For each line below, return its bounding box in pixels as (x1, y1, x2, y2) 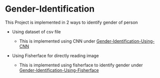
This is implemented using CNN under (19, 38, 96, 44)
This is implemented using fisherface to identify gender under (19, 62, 143, 68)
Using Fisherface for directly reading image (12, 52, 99, 59)
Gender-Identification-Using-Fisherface (19, 67, 99, 73)
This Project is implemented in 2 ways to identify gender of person (5, 19, 138, 25)
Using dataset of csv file (12, 29, 61, 34)
